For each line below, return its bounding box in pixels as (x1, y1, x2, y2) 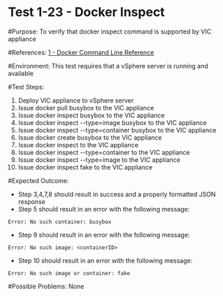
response (17, 197, 46, 206)
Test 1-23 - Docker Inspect (8, 4, 165, 20)
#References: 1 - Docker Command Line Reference (8, 48, 154, 57)
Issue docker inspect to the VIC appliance (17, 140, 139, 149)
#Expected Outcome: (8, 176, 69, 185)
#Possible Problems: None (8, 282, 85, 290)
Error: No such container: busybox (8, 218, 112, 225)
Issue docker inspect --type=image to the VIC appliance (17, 155, 180, 164)
